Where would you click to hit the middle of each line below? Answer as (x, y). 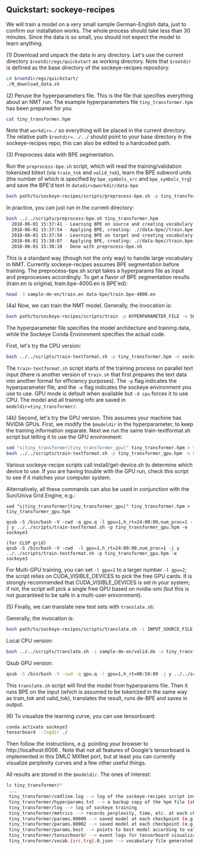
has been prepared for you (39, 108)
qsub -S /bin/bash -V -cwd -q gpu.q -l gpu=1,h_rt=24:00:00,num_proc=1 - (100, 522)
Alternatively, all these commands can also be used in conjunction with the (98, 489)
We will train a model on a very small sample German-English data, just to (96, 24)
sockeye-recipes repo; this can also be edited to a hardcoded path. (89, 143)
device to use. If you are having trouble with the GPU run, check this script (97, 471)
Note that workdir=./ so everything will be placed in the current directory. (96, 130)
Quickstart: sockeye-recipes (60, 10)
